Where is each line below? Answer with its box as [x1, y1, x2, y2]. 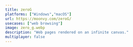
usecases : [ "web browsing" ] [5, 21, 63, 26]
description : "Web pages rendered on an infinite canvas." [5, 30, 129, 35]
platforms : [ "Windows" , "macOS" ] [5, 12, 71, 17]
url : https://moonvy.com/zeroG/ [5, 16, 71, 21]
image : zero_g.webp [5, 25, 45, 30]
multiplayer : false [5, 35, 45, 40]
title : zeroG [5, 7, 32, 12]
